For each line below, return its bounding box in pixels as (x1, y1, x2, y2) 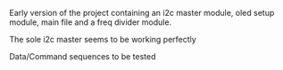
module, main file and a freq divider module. (9, 17, 172, 27)
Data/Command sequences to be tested (9, 51, 156, 61)
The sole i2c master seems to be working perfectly (9, 35, 196, 44)
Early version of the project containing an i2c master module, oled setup (9, 8, 275, 18)
